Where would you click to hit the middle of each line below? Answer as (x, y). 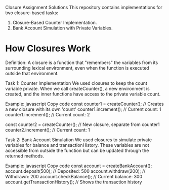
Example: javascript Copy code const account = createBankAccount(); (79, 166)
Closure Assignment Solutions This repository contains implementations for (84, 7)
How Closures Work (48, 49)
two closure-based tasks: (32, 13)
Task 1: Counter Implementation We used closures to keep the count (76, 83)
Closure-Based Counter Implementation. (55, 23)
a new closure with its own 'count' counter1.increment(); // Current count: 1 (83, 109)
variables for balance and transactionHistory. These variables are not (77, 145)
